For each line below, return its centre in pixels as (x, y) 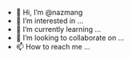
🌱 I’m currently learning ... (58, 29)
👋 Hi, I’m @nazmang (49, 12)
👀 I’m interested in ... (50, 21)
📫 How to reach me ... (53, 47)
